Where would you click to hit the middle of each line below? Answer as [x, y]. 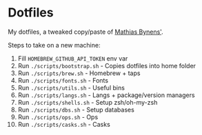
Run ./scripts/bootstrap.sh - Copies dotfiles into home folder [107, 65]
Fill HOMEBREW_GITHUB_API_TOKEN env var [73, 58]
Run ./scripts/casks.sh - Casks [64, 124]
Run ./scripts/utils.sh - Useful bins [71, 87]
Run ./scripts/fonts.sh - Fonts [63, 80]
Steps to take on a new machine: [54, 45]
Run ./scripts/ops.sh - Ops [58, 117]
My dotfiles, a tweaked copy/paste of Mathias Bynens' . [86, 32]
